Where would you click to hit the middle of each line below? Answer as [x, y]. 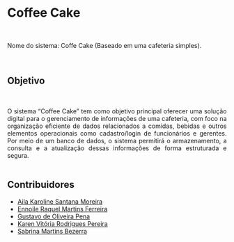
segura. [18, 155]
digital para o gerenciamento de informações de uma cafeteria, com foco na [117, 118]
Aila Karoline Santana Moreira [60, 201]
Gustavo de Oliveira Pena [54, 216]
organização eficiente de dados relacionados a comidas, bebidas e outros [117, 126]
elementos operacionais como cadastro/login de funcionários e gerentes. [117, 133]
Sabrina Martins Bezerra [52, 231]
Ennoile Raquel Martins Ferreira [62, 209]
